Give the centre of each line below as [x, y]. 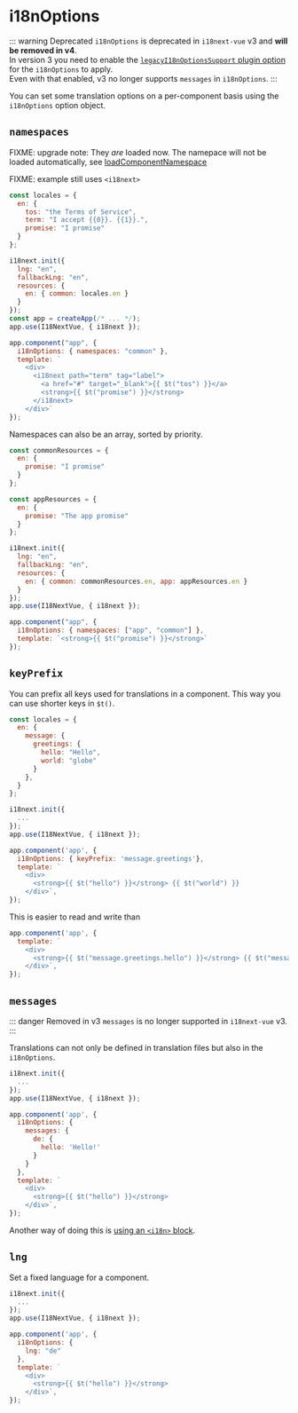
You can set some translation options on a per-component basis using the [144, 96]
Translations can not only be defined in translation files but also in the [136, 1048]
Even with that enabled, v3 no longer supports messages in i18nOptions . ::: [143, 78]
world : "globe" [69, 761]
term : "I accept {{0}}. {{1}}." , [87, 220]
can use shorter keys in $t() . [62, 703]
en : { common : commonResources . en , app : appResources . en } [137, 581]
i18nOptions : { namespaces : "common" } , [93, 351]
